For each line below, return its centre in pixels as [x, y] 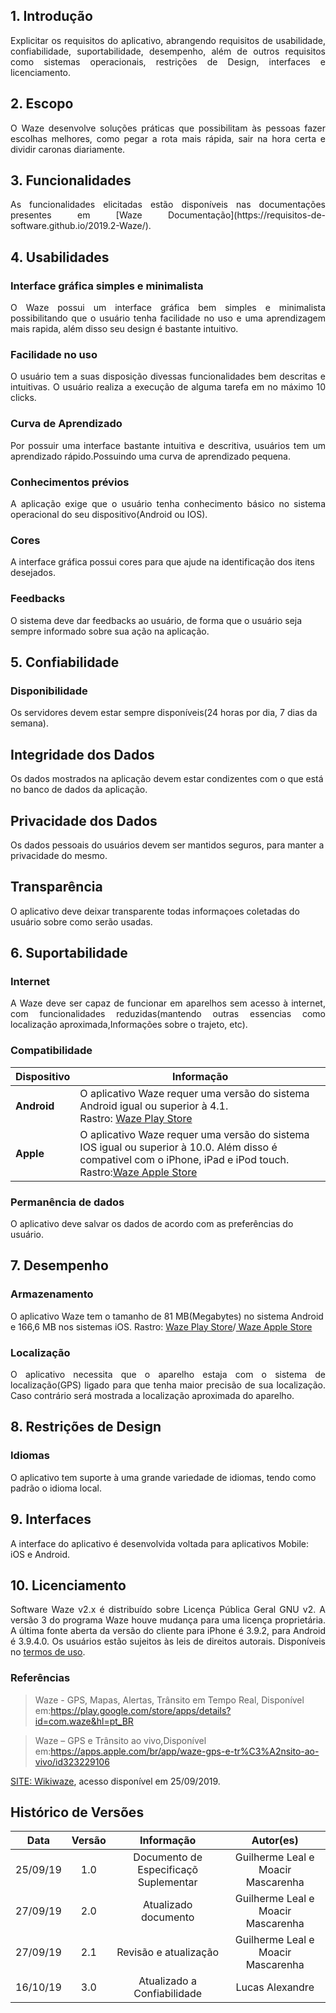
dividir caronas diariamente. [68, 149]
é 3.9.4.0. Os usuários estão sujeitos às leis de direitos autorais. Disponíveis [168, 1641]
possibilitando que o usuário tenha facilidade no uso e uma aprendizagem [168, 318]
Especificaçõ [168, 1870]
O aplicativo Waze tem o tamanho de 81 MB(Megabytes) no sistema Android [167, 1316]
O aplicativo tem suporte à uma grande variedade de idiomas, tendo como [163, 1477]
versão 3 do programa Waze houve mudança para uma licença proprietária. [168, 1620]
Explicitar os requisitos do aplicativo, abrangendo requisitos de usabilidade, [168, 40]
